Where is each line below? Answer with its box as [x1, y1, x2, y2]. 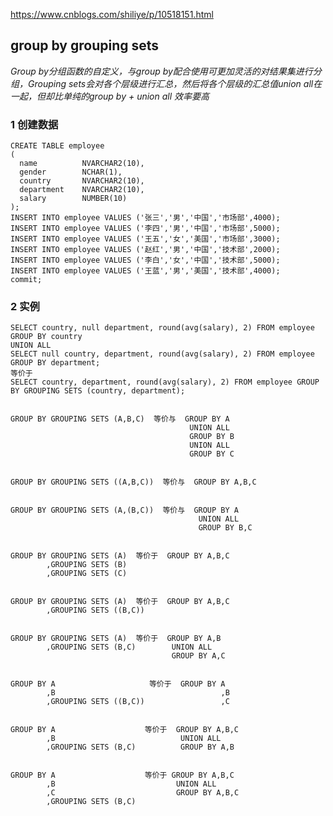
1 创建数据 [10, 117, 59, 131]
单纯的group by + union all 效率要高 [62, 90, 210, 102]
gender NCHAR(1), [19, 167, 123, 178]
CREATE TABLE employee [10, 141, 105, 151]
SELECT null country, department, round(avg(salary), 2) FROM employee [10, 349, 315, 359]
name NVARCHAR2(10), [19, 159, 145, 169]
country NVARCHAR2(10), [19, 176, 145, 186]
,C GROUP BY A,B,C [46, 788, 240, 798]
